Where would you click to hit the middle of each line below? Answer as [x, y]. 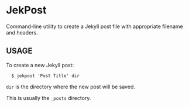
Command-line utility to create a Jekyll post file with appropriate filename [94, 26]
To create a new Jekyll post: [40, 65]
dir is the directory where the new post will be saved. [71, 87]
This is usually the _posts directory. [49, 98]
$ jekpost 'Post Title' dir [46, 76]
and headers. [22, 32]
